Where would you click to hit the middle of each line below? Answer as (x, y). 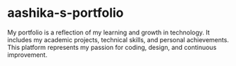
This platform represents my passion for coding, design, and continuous (112, 47)
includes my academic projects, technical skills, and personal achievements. (118, 39)
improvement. (27, 55)
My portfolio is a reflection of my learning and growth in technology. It (108, 32)
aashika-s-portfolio (66, 13)
